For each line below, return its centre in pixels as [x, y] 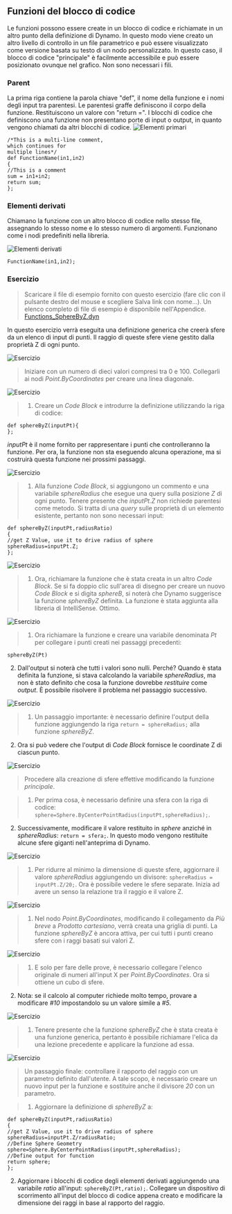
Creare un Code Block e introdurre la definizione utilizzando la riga [130, 405]
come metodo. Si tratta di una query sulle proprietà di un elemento [129, 508]
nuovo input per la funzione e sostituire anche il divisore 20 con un [119, 1086]
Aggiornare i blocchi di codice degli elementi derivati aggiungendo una [118, 1181]
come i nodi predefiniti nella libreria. [58, 235]
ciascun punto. [38, 752]
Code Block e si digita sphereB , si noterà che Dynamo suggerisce [128, 593]
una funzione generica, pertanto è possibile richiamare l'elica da [126, 1037]
